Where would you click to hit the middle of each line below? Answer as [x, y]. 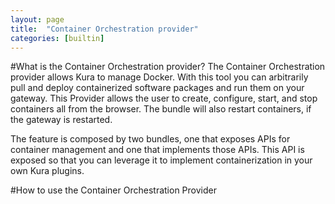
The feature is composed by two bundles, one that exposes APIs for [150, 139]
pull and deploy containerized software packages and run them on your [157, 88]
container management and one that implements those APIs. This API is [157, 150]
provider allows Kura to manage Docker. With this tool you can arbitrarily [159, 77]
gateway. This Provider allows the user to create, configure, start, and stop [164, 98]
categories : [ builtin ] [57, 38]
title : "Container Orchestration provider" [104, 29]
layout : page [37, 19]
